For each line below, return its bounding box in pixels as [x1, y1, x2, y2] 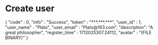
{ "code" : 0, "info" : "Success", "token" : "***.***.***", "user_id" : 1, [5, 19, 142, 25]
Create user [5, 3, 55, 14]
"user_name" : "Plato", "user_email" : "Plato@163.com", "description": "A [5, 24, 154, 30]
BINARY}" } [5, 35, 28, 41]
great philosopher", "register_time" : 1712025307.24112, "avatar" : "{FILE [5, 29, 152, 35]
